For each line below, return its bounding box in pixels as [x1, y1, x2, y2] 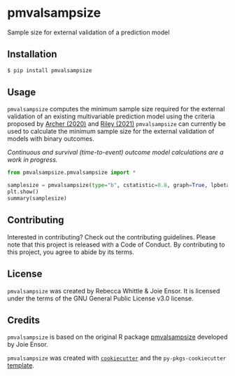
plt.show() [7, 188, 39, 195]
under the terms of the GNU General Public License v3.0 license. [7, 294, 194, 302]
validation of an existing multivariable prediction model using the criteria [7, 112, 215, 120]
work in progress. [7, 155, 58, 164]
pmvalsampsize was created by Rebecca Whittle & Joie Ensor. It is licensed [7, 286, 220, 295]
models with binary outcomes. [7, 134, 94, 143]
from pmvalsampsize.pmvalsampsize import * [7, 169, 136, 176]
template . [7, 361, 35, 370]
